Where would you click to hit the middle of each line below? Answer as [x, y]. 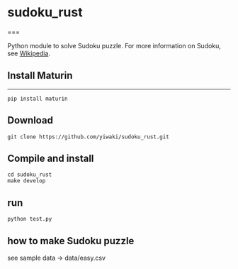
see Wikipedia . [29, 53]
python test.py [30, 219]
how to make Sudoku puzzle [71, 241]
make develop [27, 181]
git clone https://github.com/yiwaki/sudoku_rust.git [89, 137]
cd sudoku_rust [30, 175]
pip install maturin [38, 99]
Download [30, 120]
